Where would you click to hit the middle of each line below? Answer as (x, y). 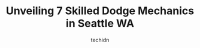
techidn (100, 40)
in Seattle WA (100, 23)
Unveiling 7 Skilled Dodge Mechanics (100, 11)
